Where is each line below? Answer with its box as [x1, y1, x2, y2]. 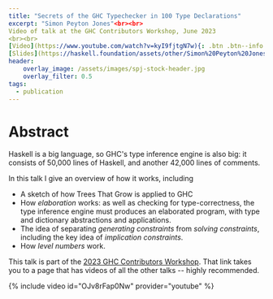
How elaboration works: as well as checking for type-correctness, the [19, 198, 255, 208]
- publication [15, 87, 63, 96]
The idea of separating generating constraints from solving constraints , [19, 224, 260, 234]
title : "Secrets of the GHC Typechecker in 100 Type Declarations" [8, 11, 242, 20]
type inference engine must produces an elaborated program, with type [19, 206, 260, 216]
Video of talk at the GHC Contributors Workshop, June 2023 [8, 27, 217, 35]
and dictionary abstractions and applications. [19, 215, 172, 225]
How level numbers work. [19, 241, 106, 251]
